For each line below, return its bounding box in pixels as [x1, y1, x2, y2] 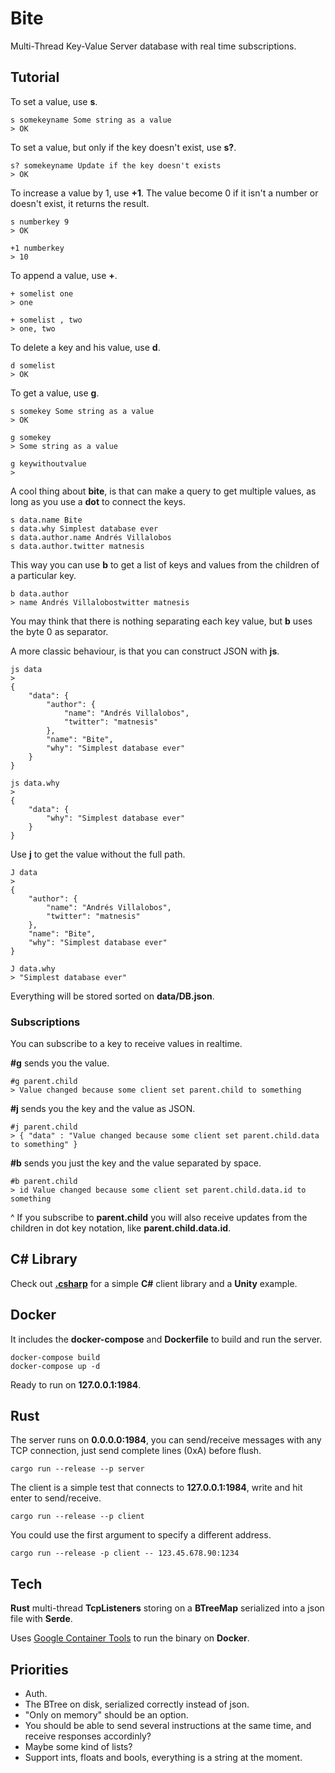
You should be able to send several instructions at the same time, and [24, 1720, 312, 1732]
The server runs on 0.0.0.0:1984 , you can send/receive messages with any [10, 1434, 322, 1446]
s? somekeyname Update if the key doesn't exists [10, 160, 222, 171]
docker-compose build [10, 1352, 101, 1362]
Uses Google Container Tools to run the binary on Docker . [10, 1632, 250, 1644]
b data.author [10, 588, 70, 599]
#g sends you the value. [10, 1057, 110, 1069]
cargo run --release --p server [10, 1464, 145, 1474]
